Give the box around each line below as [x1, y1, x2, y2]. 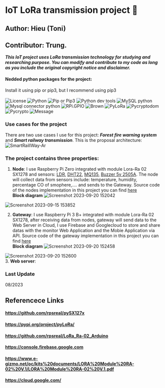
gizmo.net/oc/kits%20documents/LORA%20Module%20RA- [5, 361, 135, 367]
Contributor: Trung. [5, 41, 67, 49]
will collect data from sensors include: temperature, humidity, [12, 177, 138, 183]
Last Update [5, 270, 35, 277]
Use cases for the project [5, 121, 67, 128]
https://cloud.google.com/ [5, 377, 61, 384]
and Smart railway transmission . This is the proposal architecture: [5, 137, 142, 143]
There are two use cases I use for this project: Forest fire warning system [5, 131, 157, 138]
